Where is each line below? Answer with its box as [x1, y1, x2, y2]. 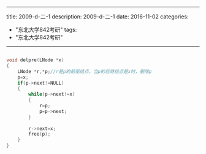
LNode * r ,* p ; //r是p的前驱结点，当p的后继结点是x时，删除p [17, 68, 152, 74]
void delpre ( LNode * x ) [6, 57, 64, 63]
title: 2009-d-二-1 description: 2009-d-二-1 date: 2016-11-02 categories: [6, 13, 189, 20]
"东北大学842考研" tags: [15, 26, 77, 33]
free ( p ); [28, 131, 51, 137]
